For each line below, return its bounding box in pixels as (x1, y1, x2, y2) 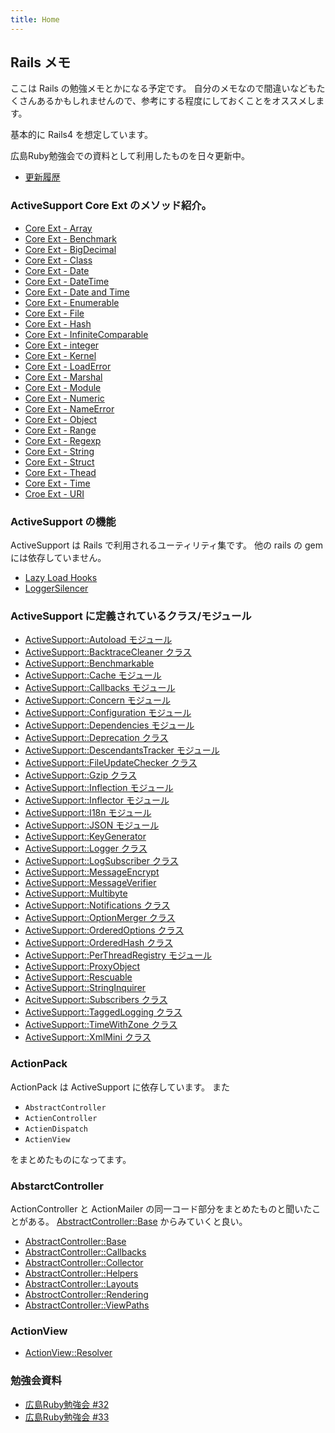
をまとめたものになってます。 (10, 1153, 132, 1165)
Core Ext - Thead (24, 466, 97, 478)
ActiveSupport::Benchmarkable (24, 657, 155, 670)
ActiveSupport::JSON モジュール (24, 819, 160, 831)
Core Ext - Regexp (24, 434, 102, 446)
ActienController (24, 1113, 98, 1123)
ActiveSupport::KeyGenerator (24, 831, 147, 843)
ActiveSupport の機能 (10, 514, 117, 528)
